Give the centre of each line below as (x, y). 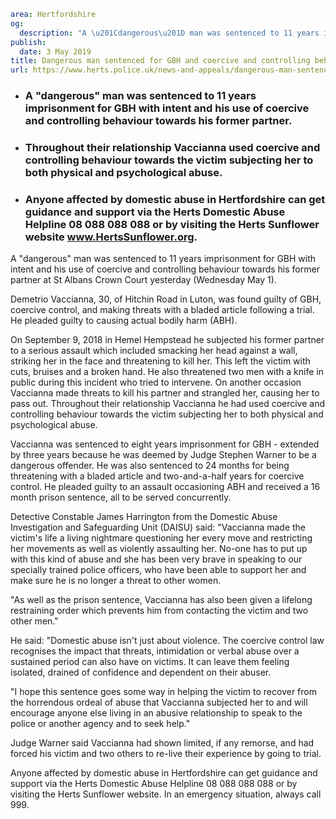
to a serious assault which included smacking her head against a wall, (154, 351)
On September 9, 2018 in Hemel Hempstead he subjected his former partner (167, 340)
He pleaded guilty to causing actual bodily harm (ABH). (124, 321)
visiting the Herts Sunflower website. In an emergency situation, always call (166, 794)
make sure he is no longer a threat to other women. (116, 581)
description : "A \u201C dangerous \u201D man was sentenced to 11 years (169, 33)
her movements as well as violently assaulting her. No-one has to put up (159, 549)
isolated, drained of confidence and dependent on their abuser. (141, 672)
